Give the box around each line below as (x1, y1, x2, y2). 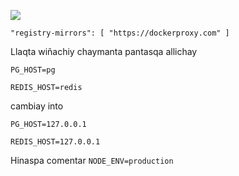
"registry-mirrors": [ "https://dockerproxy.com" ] (10, 28, 230, 38)
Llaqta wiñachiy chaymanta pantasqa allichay (10, 46, 198, 57)
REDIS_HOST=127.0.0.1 (10, 137, 101, 147)
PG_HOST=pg (10, 65, 56, 75)
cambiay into (10, 100, 64, 112)
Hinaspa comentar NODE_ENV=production (10, 155, 174, 166)
